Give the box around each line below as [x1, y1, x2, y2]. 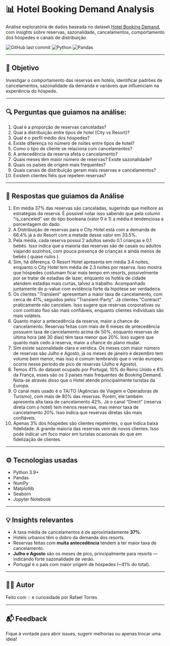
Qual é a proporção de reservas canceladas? [13, 124, 106, 130]
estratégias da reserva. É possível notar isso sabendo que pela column [13, 211, 160, 217]
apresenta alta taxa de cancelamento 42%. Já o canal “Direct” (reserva [13, 399, 161, 405]
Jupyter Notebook [13, 496, 51, 502]
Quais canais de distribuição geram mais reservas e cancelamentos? [13, 167, 156, 173]
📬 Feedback [6, 615, 47, 623]
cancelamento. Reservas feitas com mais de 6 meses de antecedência [13, 324, 160, 330]
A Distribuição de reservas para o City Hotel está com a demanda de [13, 227, 156, 233]
